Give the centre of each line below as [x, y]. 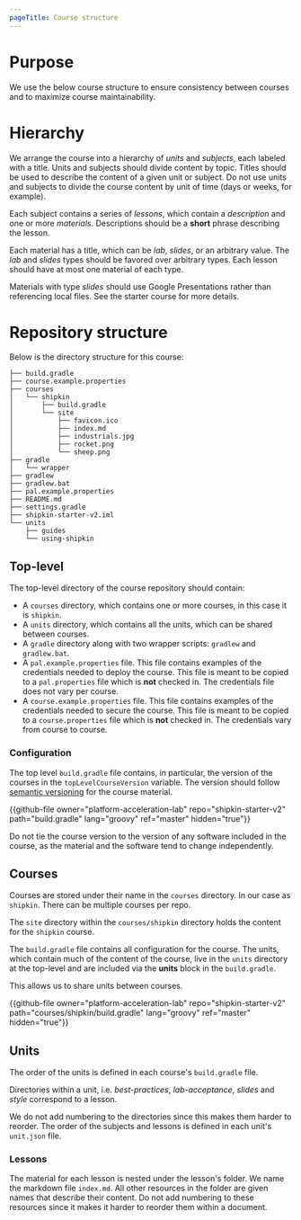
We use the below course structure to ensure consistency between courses [149, 87]
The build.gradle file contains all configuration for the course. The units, [144, 949]
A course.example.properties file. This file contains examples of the [148, 701]
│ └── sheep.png [60, 452]
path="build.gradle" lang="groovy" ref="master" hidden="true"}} [130, 818]
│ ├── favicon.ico [64, 421]
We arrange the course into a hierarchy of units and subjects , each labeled [147, 157]
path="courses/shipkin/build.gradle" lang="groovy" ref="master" [130, 1013]
